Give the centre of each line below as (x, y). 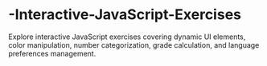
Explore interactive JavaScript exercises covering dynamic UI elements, (127, 37)
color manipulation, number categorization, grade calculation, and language (134, 45)
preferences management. (52, 53)
